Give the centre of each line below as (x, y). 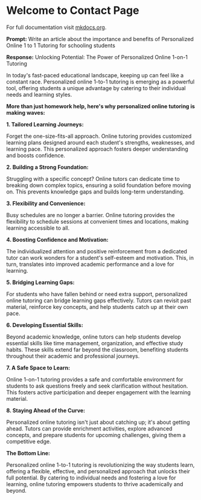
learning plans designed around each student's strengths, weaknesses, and (101, 142)
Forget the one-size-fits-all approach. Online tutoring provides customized (99, 136)
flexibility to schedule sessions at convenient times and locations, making (97, 221)
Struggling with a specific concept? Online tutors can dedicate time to (93, 178)
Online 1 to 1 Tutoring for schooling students (61, 45)
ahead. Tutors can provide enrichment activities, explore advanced (89, 428)
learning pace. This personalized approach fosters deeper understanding (97, 149)
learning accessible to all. (38, 228)
